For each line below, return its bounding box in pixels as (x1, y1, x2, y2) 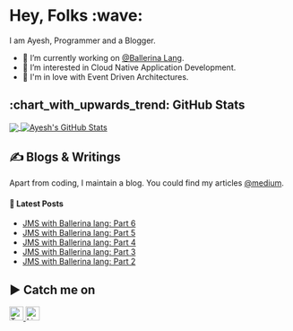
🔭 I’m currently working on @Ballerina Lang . (22, 52, 185, 63)
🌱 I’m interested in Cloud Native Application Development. (22, 62, 237, 73)
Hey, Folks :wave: (9, 5, 143, 26)
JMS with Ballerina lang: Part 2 (22, 257, 136, 267)
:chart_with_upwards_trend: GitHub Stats (9, 98, 246, 113)
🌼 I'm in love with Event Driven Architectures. (22, 71, 189, 82)
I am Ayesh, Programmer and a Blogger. (9, 35, 157, 46)
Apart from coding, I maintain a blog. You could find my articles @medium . (9, 178, 285, 188)
